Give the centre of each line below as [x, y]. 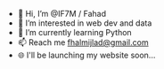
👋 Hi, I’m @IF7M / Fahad [62, 14]
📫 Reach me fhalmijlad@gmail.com [83, 42]
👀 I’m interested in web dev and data [85, 23]
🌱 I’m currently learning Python [74, 32]
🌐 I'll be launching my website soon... [86, 55]
